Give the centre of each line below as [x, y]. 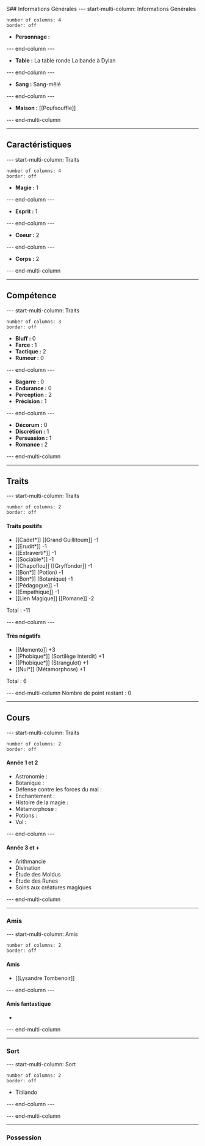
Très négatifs [23, 636]
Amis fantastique [29, 1004]
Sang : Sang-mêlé [38, 84]
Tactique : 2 [31, 351]
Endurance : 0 [33, 388]
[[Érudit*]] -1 [31, 546]
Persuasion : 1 [33, 438]
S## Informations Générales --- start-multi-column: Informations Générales [101, 9]
